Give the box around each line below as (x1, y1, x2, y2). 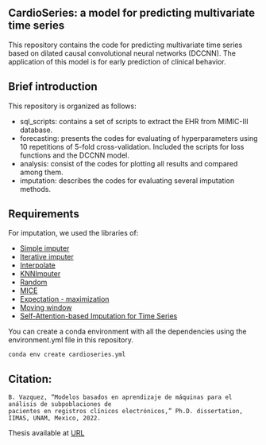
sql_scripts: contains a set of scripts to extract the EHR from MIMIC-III (19, 116, 249, 126)
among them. (19, 167, 64, 177)
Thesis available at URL (8, 428, 85, 438)
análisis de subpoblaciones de (8, 400, 112, 408)
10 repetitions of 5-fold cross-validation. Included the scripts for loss (19, 142, 245, 151)
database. (19, 125, 53, 135)
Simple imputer (19, 244, 70, 253)
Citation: (8, 372, 52, 385)
